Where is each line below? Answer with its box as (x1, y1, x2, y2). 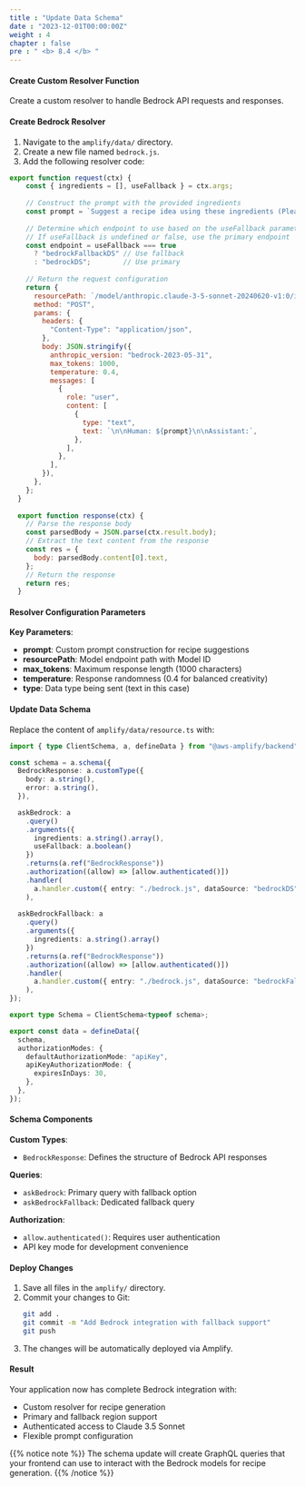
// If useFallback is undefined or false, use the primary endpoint (25, 233, 290, 242)
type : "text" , (82, 418, 136, 427)
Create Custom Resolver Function (9, 74, 140, 86)
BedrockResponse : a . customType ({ (17, 767, 144, 776)
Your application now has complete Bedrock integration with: (9, 1384, 238, 1395)
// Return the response (25, 570, 116, 580)
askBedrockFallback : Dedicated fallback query (22, 1196, 195, 1208)
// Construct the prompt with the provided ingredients (25, 199, 242, 208)
